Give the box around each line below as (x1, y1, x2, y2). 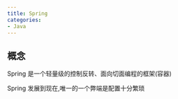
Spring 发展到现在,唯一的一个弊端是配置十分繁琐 (7, 84, 145, 93)
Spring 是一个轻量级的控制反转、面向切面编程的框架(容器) (7, 69, 172, 78)
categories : (7, 16, 42, 23)
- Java (7, 23, 26, 30)
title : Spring (7, 10, 48, 17)
